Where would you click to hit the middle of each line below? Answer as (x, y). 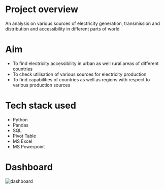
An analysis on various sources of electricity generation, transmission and (83, 23)
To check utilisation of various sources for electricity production (79, 74)
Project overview (42, 9)
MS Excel (22, 141)
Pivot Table (24, 136)
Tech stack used (41, 106)
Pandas (21, 125)
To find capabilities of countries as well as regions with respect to (81, 79)
